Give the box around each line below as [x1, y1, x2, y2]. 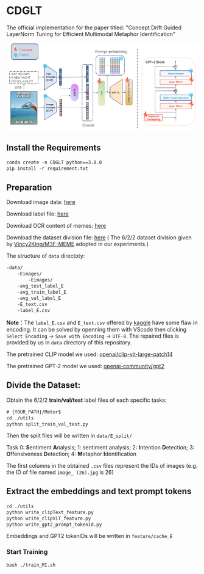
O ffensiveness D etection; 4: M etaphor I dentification [6, 450, 137, 457]
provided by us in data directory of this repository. [6, 339, 132, 346]
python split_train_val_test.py [6, 421, 88, 427]
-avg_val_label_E [17, 296, 62, 302]
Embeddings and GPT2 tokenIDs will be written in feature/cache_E [6, 532, 173, 539]
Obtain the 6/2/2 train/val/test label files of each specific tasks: [6, 396, 167, 404]
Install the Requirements [6, 142, 102, 153]
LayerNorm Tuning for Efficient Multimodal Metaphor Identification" [6, 30, 175, 37]
